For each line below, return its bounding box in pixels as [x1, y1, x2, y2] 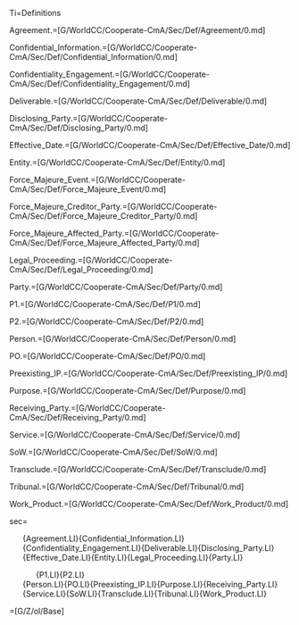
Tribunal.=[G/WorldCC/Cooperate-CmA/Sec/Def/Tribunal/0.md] [9, 481, 245, 492]
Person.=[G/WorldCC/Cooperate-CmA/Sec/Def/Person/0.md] [9, 334, 237, 344]
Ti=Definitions [9, 8, 62, 18]
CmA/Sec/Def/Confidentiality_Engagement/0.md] [9, 79, 190, 88]
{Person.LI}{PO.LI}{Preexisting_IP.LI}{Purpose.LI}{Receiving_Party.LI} [21, 579, 278, 589]
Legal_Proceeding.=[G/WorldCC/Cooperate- [9, 254, 173, 265]
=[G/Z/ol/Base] [9, 606, 65, 616]
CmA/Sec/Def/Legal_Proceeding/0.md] [9, 264, 154, 275]
